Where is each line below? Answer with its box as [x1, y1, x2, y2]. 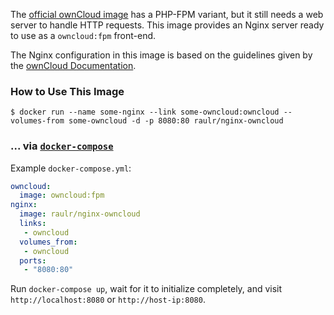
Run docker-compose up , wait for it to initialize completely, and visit [10, 283, 283, 295]
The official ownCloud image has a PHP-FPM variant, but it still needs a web [10, 9, 324, 20]
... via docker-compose [10, 139, 114, 153]
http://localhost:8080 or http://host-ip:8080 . [10, 294, 206, 306]
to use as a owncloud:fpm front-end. [10, 30, 157, 41]
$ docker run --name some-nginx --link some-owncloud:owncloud [10, 107, 280, 118]
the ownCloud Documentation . [10, 60, 137, 71]
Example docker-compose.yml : [10, 162, 132, 174]
